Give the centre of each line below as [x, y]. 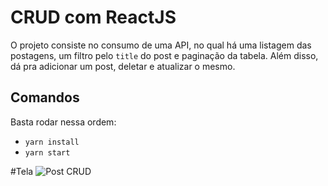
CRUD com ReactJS [93, 17]
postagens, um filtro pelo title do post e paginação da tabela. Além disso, [164, 55]
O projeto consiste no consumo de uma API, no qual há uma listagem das [161, 45]
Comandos [45, 97]
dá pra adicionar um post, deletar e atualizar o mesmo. [123, 66]
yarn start [47, 152]
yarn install [52, 142]
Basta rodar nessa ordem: [63, 122]
